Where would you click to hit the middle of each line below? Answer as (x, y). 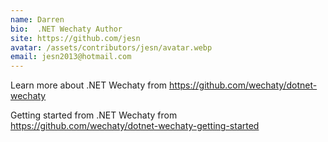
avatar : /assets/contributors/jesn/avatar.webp (111, 47)
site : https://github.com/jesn (75, 38)
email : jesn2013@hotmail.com (71, 57)
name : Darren (37, 19)
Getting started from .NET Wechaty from (94, 115)
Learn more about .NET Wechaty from (89, 85)
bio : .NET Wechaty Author (66, 29)
